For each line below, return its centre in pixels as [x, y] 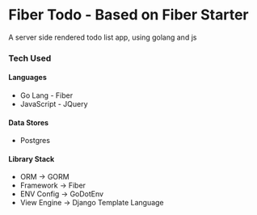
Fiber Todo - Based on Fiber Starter [128, 15]
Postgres [35, 141]
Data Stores [29, 122]
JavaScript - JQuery [54, 104]
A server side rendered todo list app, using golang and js [103, 37]
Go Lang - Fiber [46, 95]
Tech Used [30, 58]
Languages [27, 78]
